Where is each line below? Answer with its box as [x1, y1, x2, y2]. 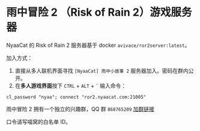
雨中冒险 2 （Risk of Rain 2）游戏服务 [6, 5, 192, 19]
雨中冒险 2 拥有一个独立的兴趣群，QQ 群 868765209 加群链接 [6, 105, 155, 112]
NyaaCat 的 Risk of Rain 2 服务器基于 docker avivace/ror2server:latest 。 [6, 41, 190, 49]
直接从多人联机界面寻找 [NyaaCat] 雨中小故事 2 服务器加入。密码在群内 [14, 67, 189, 74]
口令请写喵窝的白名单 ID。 [6, 118, 71, 125]
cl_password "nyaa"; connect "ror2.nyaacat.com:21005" [6, 94, 147, 100]
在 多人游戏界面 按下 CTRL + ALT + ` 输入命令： [14, 82, 127, 89]
